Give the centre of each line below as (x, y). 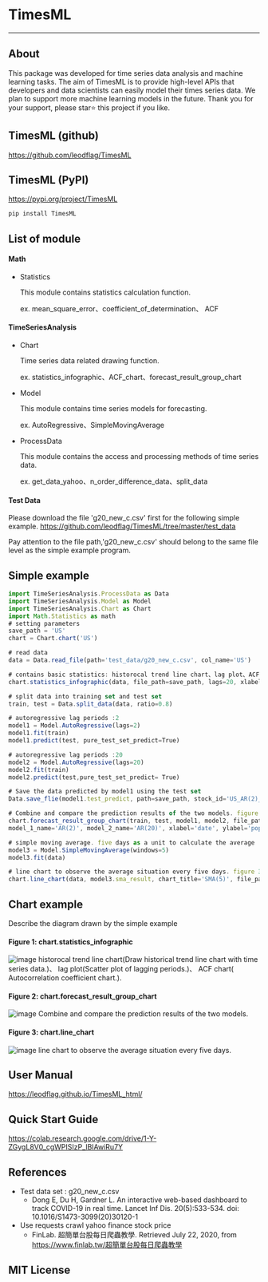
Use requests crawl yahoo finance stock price (95, 1225)
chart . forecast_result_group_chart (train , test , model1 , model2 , (119, 821)
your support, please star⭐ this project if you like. (89, 107)
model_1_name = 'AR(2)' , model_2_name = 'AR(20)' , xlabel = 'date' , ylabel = (128, 828)
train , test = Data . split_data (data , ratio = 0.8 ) (91, 704)
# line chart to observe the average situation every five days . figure (132, 872)
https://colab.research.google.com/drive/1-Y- (83, 1138)
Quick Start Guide (53, 1119)
